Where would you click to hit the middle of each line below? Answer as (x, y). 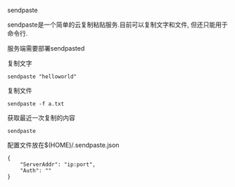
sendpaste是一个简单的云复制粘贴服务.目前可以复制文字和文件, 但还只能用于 (118, 25)
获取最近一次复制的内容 (41, 118)
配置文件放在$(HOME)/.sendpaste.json (63, 145)
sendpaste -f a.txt (36, 104)
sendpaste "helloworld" (42, 77)
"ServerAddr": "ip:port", (58, 165)
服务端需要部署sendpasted (46, 48)
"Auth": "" (36, 171)
